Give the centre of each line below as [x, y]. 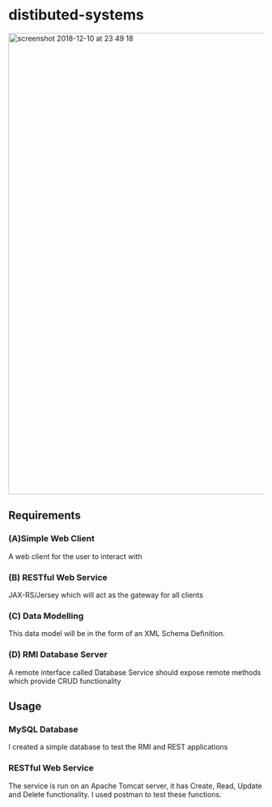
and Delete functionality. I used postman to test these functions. [115, 794]
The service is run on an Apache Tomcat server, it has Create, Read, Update [135, 786]
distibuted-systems [76, 15]
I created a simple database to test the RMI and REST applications [118, 747]
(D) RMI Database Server [58, 655]
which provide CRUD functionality [65, 681]
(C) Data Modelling [46, 616]
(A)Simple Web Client [51, 539]
